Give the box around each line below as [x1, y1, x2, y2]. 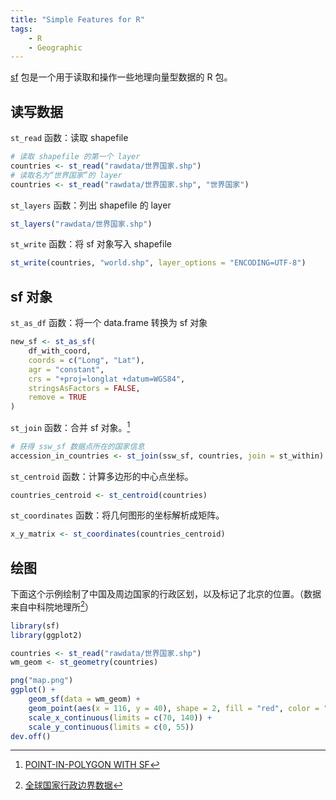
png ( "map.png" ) [10, 676, 74, 686]
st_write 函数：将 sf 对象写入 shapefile [10, 238, 172, 250]
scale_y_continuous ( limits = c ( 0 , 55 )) [28, 722, 195, 732]
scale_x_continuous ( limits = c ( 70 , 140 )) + [28, 712, 213, 723]
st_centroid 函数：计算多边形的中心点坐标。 [10, 470, 194, 482]
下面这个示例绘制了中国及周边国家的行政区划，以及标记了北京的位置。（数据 [10, 588, 322, 600]
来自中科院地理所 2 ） [10, 599, 95, 613]
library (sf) [10, 621, 60, 631]
